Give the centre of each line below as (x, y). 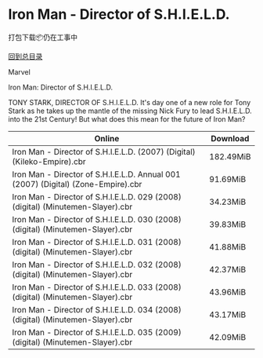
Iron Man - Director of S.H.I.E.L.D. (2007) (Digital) (104, 152)
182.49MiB (230, 156)
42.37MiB (228, 269)
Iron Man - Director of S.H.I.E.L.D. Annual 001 (97, 174)
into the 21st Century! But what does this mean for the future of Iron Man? (127, 119)
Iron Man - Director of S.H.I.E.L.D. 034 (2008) (97, 309)
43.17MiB (228, 314)
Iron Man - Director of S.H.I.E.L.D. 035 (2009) (97, 332)
